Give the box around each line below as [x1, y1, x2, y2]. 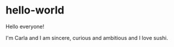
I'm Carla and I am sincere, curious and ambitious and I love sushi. [5, 34, 168, 41]
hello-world [5, 4, 65, 17]
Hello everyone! [5, 23, 45, 30]
